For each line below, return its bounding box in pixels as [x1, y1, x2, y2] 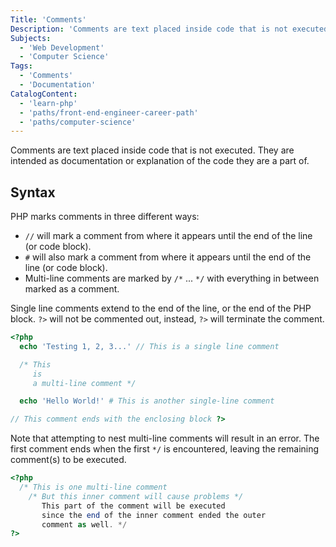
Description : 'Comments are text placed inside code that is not [10, 24, 288, 34]
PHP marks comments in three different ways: [10, 211, 200, 223]
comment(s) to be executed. [10, 454, 127, 466]
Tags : [10, 61, 33, 71]
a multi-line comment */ [32, 378, 137, 388]
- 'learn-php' [19, 98, 78, 108]
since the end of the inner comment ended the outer [41, 510, 267, 520]
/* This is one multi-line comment [19, 482, 168, 493]
